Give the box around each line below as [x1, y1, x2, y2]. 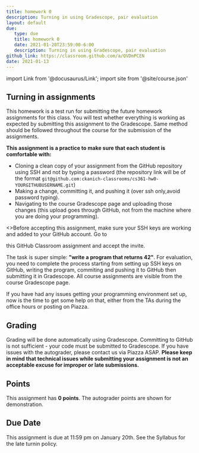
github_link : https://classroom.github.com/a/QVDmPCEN [6, 53, 145, 59]
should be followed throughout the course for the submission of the [6, 127, 172, 134]
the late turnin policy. [6, 440, 58, 447]
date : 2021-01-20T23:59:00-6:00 [14, 42, 94, 48]
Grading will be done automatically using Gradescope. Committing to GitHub [6, 336, 193, 344]
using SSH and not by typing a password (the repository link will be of [14, 169, 186, 176]
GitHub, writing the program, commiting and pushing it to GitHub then [6, 266, 176, 273]
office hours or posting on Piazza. [6, 303, 89, 310]
